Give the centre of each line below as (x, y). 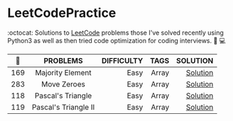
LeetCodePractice (62, 13)
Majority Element (64, 72)
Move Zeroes (63, 84)
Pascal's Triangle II (63, 107)
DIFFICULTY (123, 60)
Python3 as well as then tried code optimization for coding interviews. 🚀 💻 (116, 40)
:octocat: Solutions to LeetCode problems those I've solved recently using (115, 33)
